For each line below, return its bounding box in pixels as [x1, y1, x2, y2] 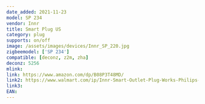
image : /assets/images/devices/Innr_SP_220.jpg [6, 43, 130, 50]
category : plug [6, 32, 45, 38]
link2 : [6, 77, 23, 83]
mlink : [6, 65, 23, 72]
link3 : [6, 83, 23, 89]
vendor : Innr [6, 20, 40, 26]
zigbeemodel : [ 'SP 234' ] [6, 49, 70, 55]
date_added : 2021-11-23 [6, 9, 67, 15]
